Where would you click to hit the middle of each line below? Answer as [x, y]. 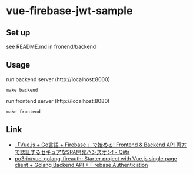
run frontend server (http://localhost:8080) [58, 101]
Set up [18, 33]
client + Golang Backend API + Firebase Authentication [81, 165]
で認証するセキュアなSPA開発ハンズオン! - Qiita [72, 152]
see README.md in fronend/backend [51, 46]
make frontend [24, 112]
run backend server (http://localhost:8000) [58, 79]
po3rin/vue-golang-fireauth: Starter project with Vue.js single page [96, 158]
